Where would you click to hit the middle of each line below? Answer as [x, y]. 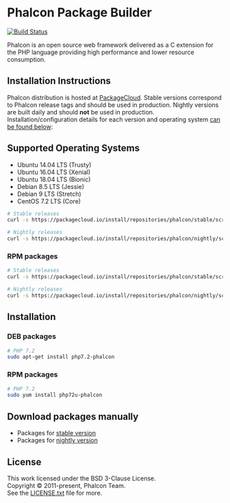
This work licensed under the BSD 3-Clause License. [81, 478]
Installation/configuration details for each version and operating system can [114, 119]
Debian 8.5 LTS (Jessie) [50, 186]
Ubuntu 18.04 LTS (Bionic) [54, 179]
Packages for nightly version [57, 441]
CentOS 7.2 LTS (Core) [49, 201]
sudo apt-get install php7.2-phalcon [61, 357]
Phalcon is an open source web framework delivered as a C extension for [111, 45]
